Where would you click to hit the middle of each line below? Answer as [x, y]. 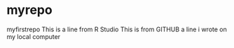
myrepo [30, 10]
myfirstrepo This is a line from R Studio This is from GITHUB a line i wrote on [117, 29]
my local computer [34, 36]
